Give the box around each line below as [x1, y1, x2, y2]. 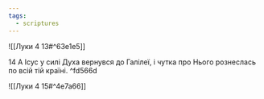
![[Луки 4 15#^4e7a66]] [8, 81, 87, 91]
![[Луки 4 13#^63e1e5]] [8, 41, 86, 51]
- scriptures [15, 19, 60, 27]
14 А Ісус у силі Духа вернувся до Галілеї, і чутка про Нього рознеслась [8, 57, 256, 67]
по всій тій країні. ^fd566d [8, 65, 98, 75]
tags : [8, 11, 27, 20]
